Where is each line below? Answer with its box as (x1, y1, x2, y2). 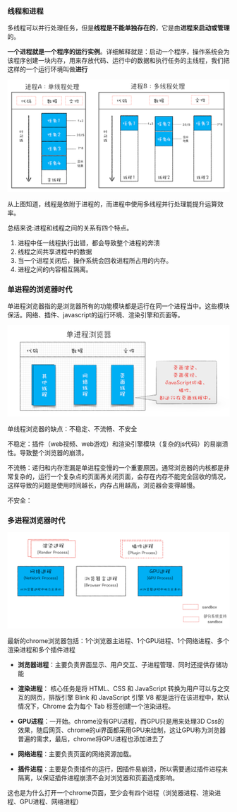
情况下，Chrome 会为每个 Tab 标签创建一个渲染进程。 (17, 702, 175, 710)
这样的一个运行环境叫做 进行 (7, 65, 88, 73)
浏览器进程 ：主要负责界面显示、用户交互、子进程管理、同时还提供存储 (17, 660, 222, 669)
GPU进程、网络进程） (19, 797, 83, 806)
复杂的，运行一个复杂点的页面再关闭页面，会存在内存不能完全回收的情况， (13, 472, 230, 481)
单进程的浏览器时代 (7, 284, 73, 294)
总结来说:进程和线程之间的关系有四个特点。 (7, 223, 133, 232)
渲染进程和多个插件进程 (7, 645, 75, 654)
